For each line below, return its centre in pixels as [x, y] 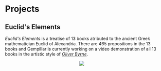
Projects [22, 9]
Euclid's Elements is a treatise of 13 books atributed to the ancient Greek [78, 38]
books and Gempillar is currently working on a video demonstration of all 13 [81, 49]
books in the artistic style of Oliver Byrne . [47, 54]
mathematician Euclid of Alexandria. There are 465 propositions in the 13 [78, 44]
